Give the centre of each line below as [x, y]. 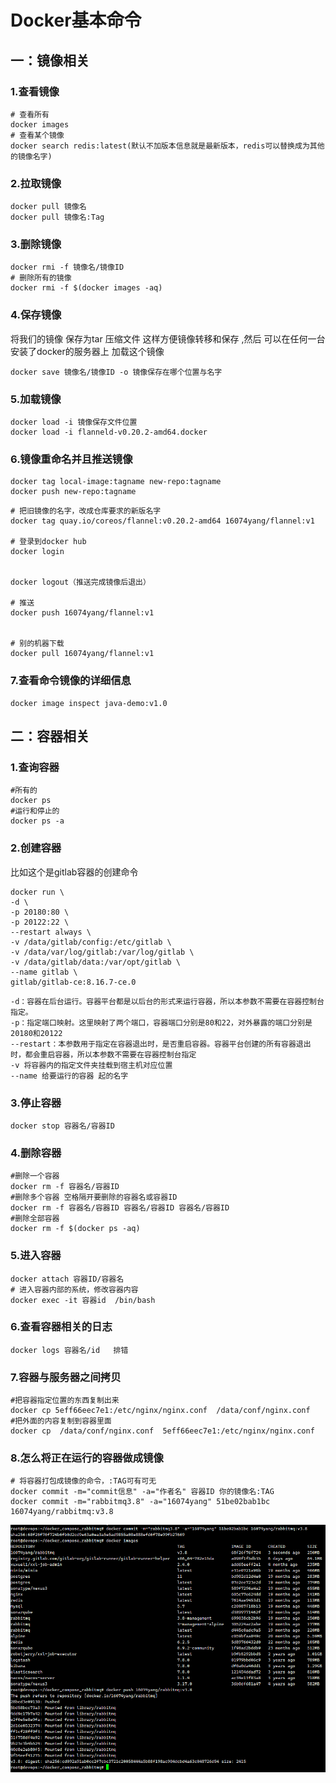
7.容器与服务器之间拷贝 [66, 1377]
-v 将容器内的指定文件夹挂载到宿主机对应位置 [91, 1065]
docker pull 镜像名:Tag [57, 217]
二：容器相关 [50, 736]
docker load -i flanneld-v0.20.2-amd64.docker [109, 432]
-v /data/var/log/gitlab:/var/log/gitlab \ [102, 952]
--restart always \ [51, 932]
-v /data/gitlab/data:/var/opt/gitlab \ [96, 962]
